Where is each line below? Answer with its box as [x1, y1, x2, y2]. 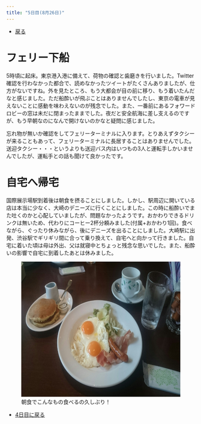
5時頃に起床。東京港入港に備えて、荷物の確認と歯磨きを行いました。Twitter [6, 72, 194, 79]
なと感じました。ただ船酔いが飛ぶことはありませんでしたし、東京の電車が [6, 94, 190, 101]
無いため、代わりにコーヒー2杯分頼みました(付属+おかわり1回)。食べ [22, 219, 193, 226]
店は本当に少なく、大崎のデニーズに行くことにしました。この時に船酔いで [6, 204, 190, 211]
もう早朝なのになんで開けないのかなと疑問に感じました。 [16, 117, 158, 124]
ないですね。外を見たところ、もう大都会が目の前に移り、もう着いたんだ [16, 87, 195, 94]
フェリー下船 [6, 51, 70, 64]
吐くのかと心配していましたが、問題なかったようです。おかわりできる [11, 211, 184, 219]
